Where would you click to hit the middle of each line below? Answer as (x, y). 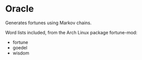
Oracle (20, 9)
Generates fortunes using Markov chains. (48, 23)
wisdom (21, 53)
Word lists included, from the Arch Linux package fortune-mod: (72, 32)
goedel (20, 47)
